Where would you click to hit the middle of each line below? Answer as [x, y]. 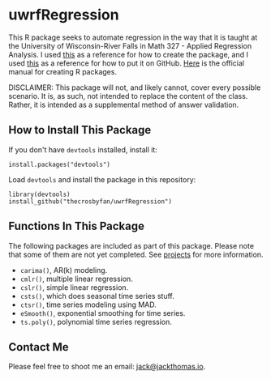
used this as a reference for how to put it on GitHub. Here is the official [127, 63]
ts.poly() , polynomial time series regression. [96, 322]
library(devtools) [39, 194]
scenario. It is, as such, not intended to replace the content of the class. [128, 96]
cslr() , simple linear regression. [74, 287]
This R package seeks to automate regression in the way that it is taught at [133, 37]
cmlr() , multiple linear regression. [77, 279]
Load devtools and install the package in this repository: [102, 179]
